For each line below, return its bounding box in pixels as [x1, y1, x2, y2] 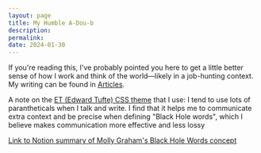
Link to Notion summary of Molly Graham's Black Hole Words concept [8, 136, 237, 145]
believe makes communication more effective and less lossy [8, 120, 205, 130]
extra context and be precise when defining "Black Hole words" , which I [8, 112, 244, 121]
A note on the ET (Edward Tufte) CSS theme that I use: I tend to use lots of [8, 95, 251, 105]
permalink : [8, 33, 44, 42]
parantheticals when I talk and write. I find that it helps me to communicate [8, 104, 252, 113]
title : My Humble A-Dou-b [8, 19, 94, 27]
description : [8, 26, 52, 34]
